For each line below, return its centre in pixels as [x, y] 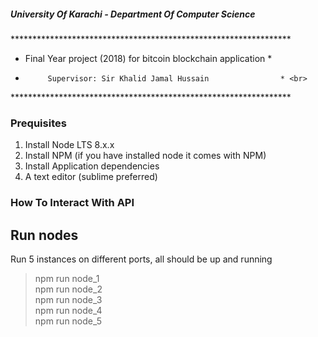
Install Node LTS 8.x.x [69, 145]
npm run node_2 [68, 289]
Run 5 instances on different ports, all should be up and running [141, 259]
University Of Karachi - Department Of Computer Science [133, 14]
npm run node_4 [68, 310]
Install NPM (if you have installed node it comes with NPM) [145, 156]
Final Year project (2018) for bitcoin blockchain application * [148, 58]
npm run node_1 [67, 278]
